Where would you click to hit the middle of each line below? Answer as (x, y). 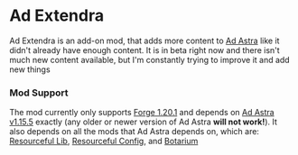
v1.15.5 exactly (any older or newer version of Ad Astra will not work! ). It (144, 122)
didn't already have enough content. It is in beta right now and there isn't (144, 50)
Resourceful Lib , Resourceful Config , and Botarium (104, 141)
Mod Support (39, 93)
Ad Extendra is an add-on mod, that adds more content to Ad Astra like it (144, 41)
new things (30, 69)
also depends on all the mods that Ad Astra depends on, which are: (135, 132)
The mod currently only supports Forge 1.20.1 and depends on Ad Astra (142, 113)
